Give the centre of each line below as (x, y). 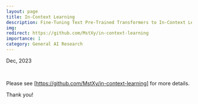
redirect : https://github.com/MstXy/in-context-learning (77, 33)
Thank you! (20, 95)
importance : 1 (24, 39)
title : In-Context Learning (41, 17)
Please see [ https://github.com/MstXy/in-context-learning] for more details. (98, 83)
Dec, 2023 (19, 60)
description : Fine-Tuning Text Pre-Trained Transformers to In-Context (96, 22)
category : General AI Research (44, 44)
